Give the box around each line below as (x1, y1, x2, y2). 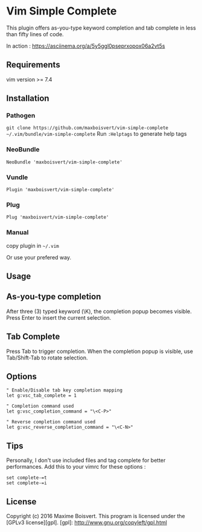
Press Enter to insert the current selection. (6, 314, 112, 321)
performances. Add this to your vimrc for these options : (6, 463, 146, 470)
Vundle (6, 173, 28, 182)
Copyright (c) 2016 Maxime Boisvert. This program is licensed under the (6, 513, 185, 520)
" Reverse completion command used (6, 419, 96, 425)
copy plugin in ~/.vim (6, 242, 59, 249)
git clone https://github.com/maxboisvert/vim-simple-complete (6, 125, 169, 131)
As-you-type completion (6, 291, 101, 302)
